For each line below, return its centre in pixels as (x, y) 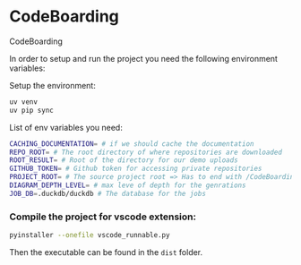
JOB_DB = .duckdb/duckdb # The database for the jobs (107, 193)
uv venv (24, 102)
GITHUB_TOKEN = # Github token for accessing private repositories (136, 169)
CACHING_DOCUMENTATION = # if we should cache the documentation (132, 144)
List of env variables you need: (66, 127)
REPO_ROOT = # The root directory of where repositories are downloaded (146, 152)
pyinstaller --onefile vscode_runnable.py (90, 235)
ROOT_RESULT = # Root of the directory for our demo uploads (124, 160)
